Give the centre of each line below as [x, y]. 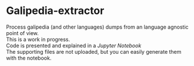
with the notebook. [29, 58]
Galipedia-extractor [55, 11]
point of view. [23, 33]
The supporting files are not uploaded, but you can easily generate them [94, 51]
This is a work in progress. [38, 39]
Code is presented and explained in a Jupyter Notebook [74, 46]
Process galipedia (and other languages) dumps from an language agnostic [98, 27]
